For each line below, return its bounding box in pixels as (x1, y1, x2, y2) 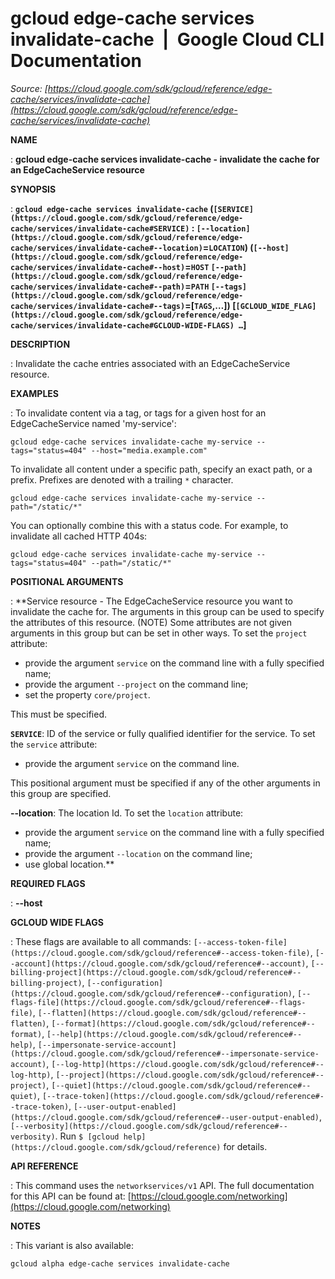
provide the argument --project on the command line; (24, 678, 249, 690)
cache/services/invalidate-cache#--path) (10, 282, 186, 292)
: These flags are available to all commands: (10, 935, 192, 947)
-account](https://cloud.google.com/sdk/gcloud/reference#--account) (10, 958, 307, 969)
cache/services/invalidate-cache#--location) (10, 243, 203, 253)
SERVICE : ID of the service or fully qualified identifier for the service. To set (10, 727, 316, 739)
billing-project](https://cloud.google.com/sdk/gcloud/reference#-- (10, 967, 302, 977)
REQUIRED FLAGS (10, 877, 86, 889)
